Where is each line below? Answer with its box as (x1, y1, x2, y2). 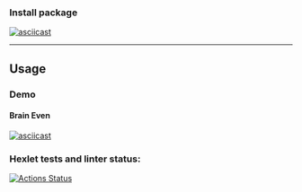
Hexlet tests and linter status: (9, 153, 141, 165)
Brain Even (9, 110, 51, 121)
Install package (9, 6, 78, 19)
